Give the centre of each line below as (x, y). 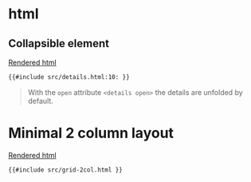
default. (40, 101)
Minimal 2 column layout (91, 133)
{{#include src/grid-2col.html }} (66, 170)
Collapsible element (59, 44)
